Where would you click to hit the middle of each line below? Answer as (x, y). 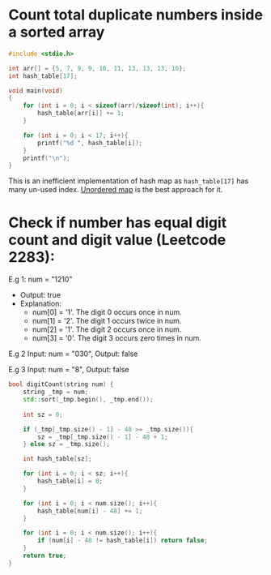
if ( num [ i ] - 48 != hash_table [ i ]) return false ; (123, 541)
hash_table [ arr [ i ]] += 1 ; (81, 114)
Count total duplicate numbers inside (135, 15)
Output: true (40, 295)
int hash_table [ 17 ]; (43, 76)
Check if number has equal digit (118, 223)
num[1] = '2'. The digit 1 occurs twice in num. (107, 321)
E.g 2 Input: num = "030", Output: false (73, 354)
